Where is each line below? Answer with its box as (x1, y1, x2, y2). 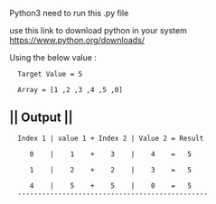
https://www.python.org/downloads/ (9, 35, 146, 45)
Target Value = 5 (17, 70, 83, 79)
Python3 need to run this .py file (9, 8, 129, 18)
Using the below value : (9, 52, 98, 62)
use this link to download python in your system (9, 25, 187, 35)
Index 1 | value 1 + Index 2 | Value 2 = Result (17, 134, 204, 143)
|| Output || (9, 110, 74, 125)
